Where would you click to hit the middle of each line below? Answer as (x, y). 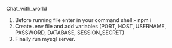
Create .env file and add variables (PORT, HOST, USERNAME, (90, 26)
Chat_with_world (27, 9)
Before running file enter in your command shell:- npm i (83, 20)
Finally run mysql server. (45, 39)
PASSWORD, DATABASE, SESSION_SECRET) (70, 33)
